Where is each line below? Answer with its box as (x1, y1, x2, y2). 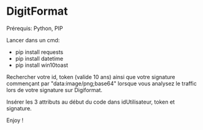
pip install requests (15, 48, 63, 56)
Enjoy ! (6, 117, 24, 124)
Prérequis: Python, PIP (6, 25, 63, 32)
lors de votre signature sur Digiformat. (6, 86, 102, 93)
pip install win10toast (15, 61, 69, 69)
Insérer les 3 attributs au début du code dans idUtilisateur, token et (6, 98, 175, 105)
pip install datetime (15, 55, 63, 62)
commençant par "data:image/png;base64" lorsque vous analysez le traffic (6, 80, 197, 87)
